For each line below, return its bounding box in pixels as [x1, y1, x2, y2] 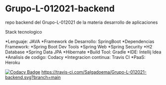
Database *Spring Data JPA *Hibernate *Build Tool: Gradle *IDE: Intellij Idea [5, 49, 162, 55]
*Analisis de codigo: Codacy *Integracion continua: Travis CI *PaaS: [5, 54, 146, 60]
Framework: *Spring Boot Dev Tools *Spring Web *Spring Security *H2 [5, 43, 153, 49]
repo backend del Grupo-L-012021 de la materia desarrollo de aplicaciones [5, 19, 158, 25]
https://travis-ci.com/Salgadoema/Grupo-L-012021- [41, 69, 147, 75]
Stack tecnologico [5, 29, 42, 35]
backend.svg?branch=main [5, 74, 61, 80]
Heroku [5, 59, 20, 65]
